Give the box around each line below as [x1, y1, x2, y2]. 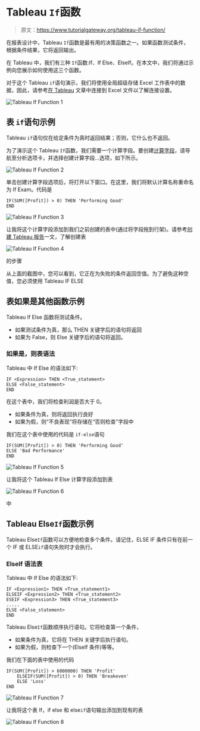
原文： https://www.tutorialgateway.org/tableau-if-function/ [20, 26, 165, 33]
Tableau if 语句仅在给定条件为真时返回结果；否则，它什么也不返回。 [6, 134, 174, 141]
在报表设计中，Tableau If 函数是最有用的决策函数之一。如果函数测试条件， [6, 39, 189, 46]
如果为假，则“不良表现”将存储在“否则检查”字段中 [14, 418, 134, 425]
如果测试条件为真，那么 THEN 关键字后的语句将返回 [14, 326, 142, 333]
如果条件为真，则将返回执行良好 [14, 410, 93, 417]
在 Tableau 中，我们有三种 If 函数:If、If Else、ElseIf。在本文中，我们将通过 [6, 59, 189, 66]
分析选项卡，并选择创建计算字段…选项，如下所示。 [16, 154, 142, 161]
